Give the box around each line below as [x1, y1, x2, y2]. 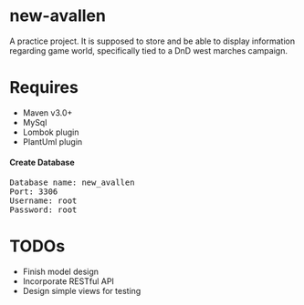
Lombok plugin [22, 127, 79, 137]
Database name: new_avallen [9, 178, 135, 188]
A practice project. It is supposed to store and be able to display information [9, 36, 295, 46]
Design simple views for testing [22, 286, 142, 297]
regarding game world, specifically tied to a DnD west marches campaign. [9, 45, 288, 56]
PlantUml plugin [22, 136, 83, 147]
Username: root [9, 196, 78, 206]
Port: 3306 [9, 187, 58, 197]
